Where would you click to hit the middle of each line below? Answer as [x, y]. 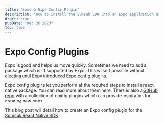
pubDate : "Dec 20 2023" [29, 23]
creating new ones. [24, 101]
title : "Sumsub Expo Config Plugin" [42, 10]
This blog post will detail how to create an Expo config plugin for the [74, 110]
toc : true [15, 28]
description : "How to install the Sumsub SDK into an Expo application [79, 14]
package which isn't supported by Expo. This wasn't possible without [75, 71]
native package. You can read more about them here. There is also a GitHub [81, 90]
